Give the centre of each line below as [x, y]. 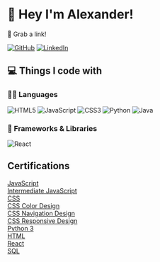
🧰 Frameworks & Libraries [52, 128]
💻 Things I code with [55, 71]
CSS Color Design [34, 205]
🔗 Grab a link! [27, 34]
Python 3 [21, 228]
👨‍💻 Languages [33, 95]
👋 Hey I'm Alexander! [70, 15]
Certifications [39, 166]
